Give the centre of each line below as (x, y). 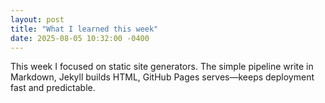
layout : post (37, 19)
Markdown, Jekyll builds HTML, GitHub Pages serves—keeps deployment (162, 77)
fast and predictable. (53, 88)
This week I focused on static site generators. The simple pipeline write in (162, 67)
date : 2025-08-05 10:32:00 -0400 (80, 38)
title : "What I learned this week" (84, 29)
